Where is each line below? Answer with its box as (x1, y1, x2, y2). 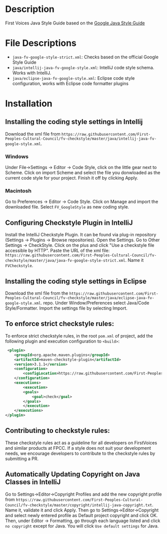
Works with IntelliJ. (12, 70, 51, 76)
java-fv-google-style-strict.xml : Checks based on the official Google (12, 54, 159, 60)
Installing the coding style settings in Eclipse (5, 277, 147, 285)
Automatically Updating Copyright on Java (5, 470, 140, 479)
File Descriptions (5, 37, 77, 49)
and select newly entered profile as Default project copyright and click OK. (5, 512, 158, 518)
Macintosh (5, 187, 32, 194)
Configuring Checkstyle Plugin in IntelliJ (5, 218, 133, 227)
